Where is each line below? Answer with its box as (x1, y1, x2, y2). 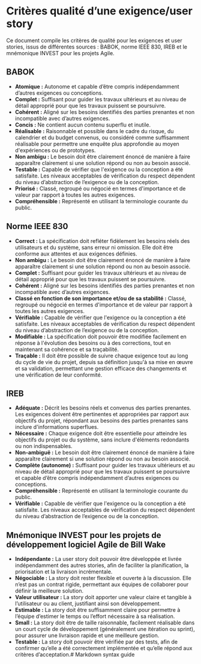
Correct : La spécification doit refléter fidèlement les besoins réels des (14, 237, 190, 244)
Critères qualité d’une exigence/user (6, 4, 193, 18)
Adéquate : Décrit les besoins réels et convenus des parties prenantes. (14, 404, 191, 411)
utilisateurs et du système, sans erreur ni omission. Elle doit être (14, 244, 173, 251)
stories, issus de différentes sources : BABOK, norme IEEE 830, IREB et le (6, 43, 188, 50)
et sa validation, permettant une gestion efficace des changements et (14, 365, 187, 372)
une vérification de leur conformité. (14, 371, 103, 378)
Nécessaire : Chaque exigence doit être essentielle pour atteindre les (14, 430, 187, 437)
